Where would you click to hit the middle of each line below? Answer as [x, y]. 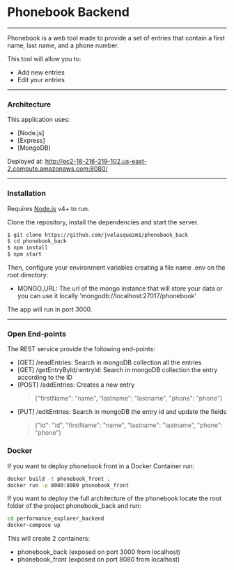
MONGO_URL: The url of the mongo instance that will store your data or [120, 288]
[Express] [31, 141]
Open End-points [37, 334]
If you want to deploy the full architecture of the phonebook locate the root [114, 498]
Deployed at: [25, 162]
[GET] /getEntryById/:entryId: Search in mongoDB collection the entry [117, 370]
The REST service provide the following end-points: [81, 349]
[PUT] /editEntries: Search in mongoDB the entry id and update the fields [122, 412]
